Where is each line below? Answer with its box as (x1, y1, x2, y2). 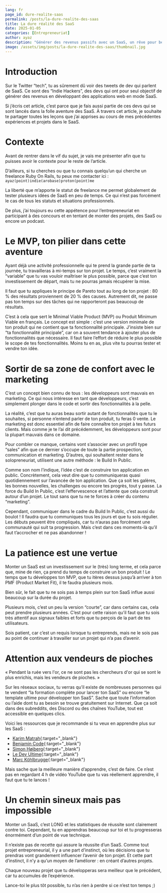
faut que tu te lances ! (5, 777, 50, 783)
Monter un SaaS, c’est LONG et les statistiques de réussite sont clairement (5, 822, 158, 828)
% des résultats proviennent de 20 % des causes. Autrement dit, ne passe (5, 293, 158, 300)
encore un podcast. (5, 218, 45, 224)
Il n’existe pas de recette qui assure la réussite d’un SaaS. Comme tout (5, 842, 149, 848)
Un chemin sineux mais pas (5, 795, 121, 806)
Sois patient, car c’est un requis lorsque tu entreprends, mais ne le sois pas (5, 630, 159, 636)
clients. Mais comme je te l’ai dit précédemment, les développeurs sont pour (5, 427, 162, 433)
